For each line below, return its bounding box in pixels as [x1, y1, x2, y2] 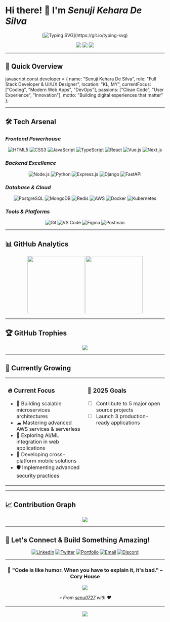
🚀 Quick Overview [5, 62, 63, 71]
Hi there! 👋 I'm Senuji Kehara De [5, 5, 142, 16]
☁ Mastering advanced [16, 419, 72, 426]
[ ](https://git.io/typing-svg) [42, 32, 128, 38]
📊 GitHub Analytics [5, 240, 69, 248]
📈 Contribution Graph [5, 500, 76, 509]
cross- [49, 451, 66, 458]
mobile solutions [37, 457, 77, 464]
